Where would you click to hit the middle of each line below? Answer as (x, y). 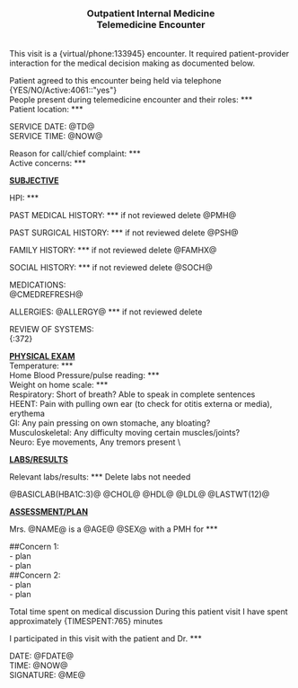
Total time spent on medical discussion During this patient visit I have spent (149, 612)
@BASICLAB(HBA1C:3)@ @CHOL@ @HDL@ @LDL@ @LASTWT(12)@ (140, 494)
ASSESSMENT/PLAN (48, 512)
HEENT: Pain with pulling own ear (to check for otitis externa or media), (141, 404)
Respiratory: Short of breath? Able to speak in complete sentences (132, 394)
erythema (27, 414)
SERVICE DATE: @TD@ (52, 127)
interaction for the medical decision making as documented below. (132, 63)
